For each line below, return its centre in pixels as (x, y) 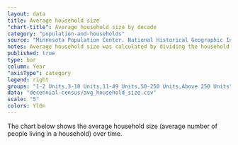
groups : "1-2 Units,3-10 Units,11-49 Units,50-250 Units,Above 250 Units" (120, 86)
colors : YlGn (27, 106)
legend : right (28, 80)
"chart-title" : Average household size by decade (82, 27)
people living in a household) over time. (65, 133)
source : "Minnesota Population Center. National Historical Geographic (115, 40)
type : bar (22, 60)
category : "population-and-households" (66, 34)
